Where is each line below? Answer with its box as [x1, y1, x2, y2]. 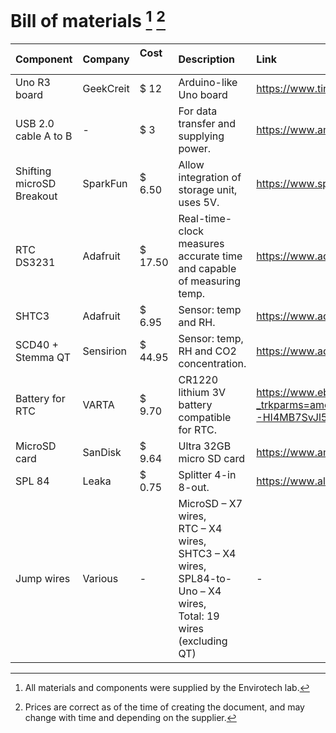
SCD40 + [15, 338, 59, 352]
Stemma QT [15, 351, 72, 365]
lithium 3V [178, 386, 227, 400]
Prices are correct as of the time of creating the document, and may [24, 701, 305, 713]
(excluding [178, 634, 228, 648]
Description [178, 52, 235, 66]
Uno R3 [15, 76, 51, 90]
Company [82, 52, 130, 66]
